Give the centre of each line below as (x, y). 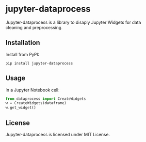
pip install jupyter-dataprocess (39, 63)
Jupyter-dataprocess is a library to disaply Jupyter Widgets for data (73, 22)
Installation (23, 43)
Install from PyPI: (23, 54)
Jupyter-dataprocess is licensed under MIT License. (58, 134)
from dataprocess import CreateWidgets (46, 99)
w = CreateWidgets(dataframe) (36, 103)
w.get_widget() (21, 108)
